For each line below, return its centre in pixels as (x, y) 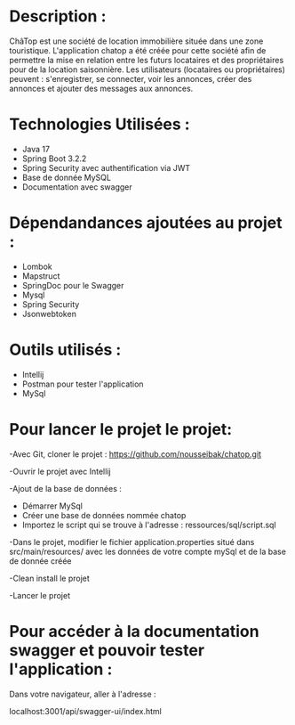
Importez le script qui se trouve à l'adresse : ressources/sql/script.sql (149, 525)
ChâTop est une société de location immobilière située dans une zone (136, 41)
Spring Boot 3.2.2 (54, 159)
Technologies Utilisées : (100, 124)
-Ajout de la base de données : (65, 488)
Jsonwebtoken (49, 314)
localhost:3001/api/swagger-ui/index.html (85, 711)
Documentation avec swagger (77, 187)
